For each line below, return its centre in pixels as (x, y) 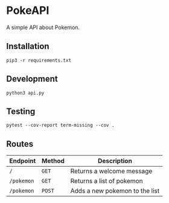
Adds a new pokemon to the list (115, 191)
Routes (20, 144)
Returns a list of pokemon (107, 181)
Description (115, 161)
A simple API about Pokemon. (43, 27)
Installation (28, 46)
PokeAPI (28, 11)
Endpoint (23, 161)
